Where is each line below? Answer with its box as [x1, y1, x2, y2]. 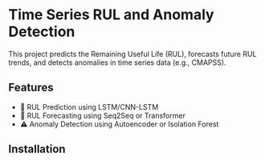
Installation [8, 143, 66, 156]
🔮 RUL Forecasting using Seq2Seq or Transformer [19, 111, 186, 120]
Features [8, 81, 54, 95]
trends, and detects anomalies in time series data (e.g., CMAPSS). [8, 58, 226, 67]
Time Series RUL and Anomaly [8, 6, 214, 24]
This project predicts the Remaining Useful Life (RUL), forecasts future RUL [8, 49, 257, 58]
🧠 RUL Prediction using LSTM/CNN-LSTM [19, 102, 159, 111]
